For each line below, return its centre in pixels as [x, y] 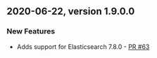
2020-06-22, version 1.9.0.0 [71, 12]
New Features [31, 31]
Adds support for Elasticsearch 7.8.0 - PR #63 [83, 46]
